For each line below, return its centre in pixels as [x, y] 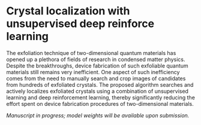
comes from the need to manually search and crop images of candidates [96, 78]
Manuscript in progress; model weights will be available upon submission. [98, 115]
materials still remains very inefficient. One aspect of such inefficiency [93, 72]
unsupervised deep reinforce [80, 24]
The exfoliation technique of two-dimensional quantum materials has [91, 53]
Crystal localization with [68, 11]
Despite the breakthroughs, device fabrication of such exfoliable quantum [97, 65]
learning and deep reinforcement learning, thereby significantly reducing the [100, 97]
